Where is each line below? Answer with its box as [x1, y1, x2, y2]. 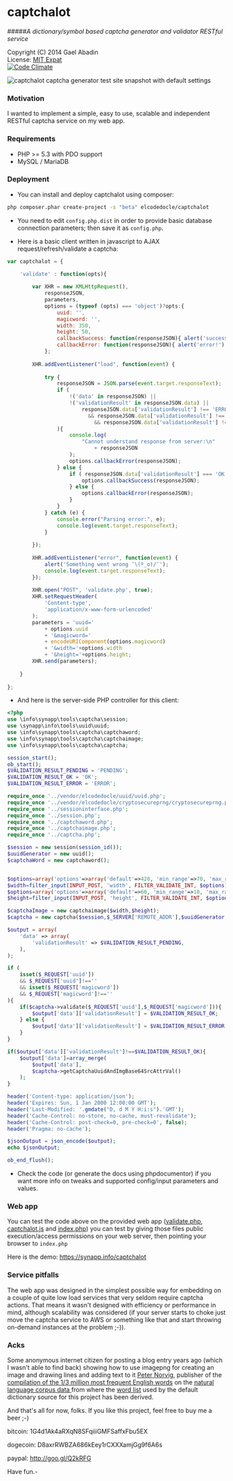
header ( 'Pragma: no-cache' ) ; [7, 1126, 92, 1132]
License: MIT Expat [7, 55, 62, 63]
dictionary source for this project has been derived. [7, 1393, 154, 1401]
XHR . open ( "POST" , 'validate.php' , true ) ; [32, 587, 154, 594]
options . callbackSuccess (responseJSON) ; [81, 477, 200, 484]
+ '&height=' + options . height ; [44, 651, 132, 658]
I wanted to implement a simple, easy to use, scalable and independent [7, 109, 210, 118]
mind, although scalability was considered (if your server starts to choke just [7, 1308, 226, 1316]
